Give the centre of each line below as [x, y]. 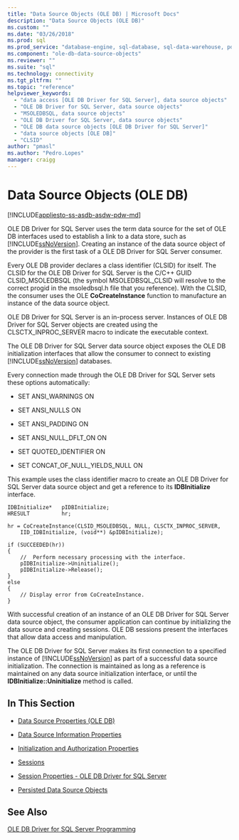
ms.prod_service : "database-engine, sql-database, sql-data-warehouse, [116, 47]
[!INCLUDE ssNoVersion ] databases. [60, 361]
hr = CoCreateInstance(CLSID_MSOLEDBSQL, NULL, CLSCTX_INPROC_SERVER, [114, 526]
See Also [27, 813]
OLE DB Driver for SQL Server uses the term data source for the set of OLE [117, 228]
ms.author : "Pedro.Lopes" [46, 153]
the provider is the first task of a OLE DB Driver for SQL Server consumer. [115, 251]
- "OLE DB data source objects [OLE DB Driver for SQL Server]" [111, 127]
